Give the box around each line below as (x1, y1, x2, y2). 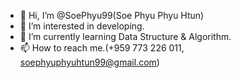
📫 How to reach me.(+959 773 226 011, (19, 42, 185, 54)
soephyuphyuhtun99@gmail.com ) (19, 56, 160, 68)
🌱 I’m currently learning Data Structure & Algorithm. (19, 31, 232, 42)
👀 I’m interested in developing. (19, 20, 145, 32)
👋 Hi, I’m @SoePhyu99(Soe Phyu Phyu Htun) (19, 10, 205, 21)
